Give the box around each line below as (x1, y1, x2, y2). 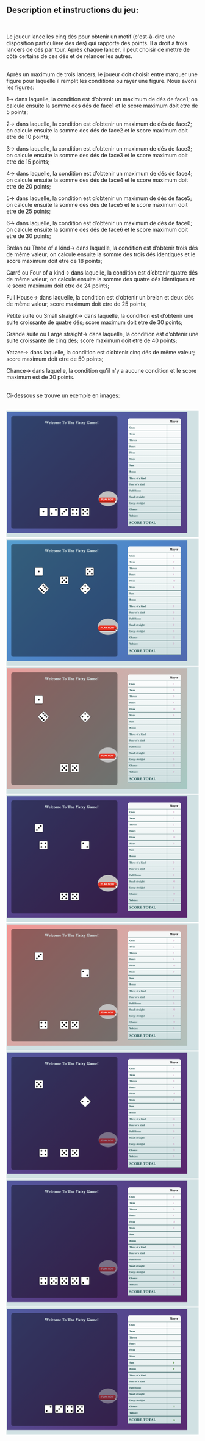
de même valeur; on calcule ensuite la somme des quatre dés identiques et (6, 275, 195, 282)
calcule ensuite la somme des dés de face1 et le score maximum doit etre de (6, 102, 198, 109)
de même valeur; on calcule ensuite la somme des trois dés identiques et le (6, 250, 196, 258)
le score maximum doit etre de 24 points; (6, 282, 110, 289)
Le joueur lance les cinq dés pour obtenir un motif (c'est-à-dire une (6, 33, 176, 40)
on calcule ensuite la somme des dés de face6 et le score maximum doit (6, 226, 188, 233)
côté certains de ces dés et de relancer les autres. (6, 52, 132, 60)
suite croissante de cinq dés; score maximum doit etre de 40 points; (6, 337, 178, 344)
